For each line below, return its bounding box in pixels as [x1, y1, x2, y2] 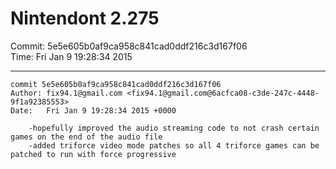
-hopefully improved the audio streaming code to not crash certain [28, 123, 320, 133]
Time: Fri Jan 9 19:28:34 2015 [10, 50, 133, 62]
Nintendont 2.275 [10, 7, 160, 30]
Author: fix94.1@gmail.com [10, 88, 123, 98]
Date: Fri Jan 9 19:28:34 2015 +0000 [10, 105, 177, 116]
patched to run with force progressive [10, 149, 177, 159]
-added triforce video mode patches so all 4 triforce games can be [28, 140, 320, 151]
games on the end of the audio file [10, 132, 163, 142]
